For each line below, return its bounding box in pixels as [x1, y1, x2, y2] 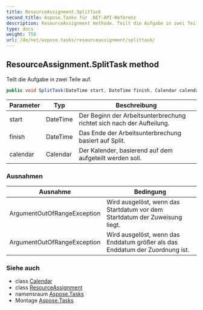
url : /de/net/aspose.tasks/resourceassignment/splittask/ [6, 37, 155, 43]
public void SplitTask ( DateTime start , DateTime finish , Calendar [6, 87, 177, 93]
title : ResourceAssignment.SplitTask [6, 8, 101, 15]
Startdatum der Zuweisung [106, 213, 182, 221]
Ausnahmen [6, 172, 43, 180]
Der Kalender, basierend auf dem [79, 146, 173, 155]
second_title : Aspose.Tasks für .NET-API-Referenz [6, 15, 137, 21]
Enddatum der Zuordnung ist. [106, 245, 190, 254]
